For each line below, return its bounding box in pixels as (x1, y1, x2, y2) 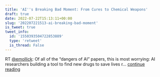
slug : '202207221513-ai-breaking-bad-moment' (5, 20, 98, 26)
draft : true (5, 12, 29, 16)
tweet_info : (5, 29, 29, 34)
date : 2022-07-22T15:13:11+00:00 (5, 16, 73, 21)
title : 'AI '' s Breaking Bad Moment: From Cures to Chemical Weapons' (5, 7, 148, 12)
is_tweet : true (5, 25, 36, 30)
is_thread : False (9, 43, 44, 48)
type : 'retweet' (9, 38, 42, 43)
